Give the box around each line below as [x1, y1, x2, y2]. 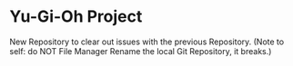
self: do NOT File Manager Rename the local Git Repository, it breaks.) [9, 45, 272, 56]
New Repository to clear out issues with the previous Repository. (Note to [9, 36, 285, 47]
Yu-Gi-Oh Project [9, 6, 143, 27]
